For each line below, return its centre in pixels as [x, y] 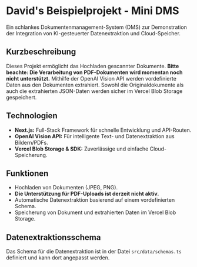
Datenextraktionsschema [54, 237]
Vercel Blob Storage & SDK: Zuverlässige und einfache [81, 149]
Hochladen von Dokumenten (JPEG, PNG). [66, 188]
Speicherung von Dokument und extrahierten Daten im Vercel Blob [95, 212]
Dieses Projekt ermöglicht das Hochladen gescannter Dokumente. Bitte [93, 66]
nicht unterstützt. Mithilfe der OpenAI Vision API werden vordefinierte [91, 78]
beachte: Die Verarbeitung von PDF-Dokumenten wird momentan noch [94, 72]
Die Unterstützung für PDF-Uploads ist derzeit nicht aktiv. [87, 194]
